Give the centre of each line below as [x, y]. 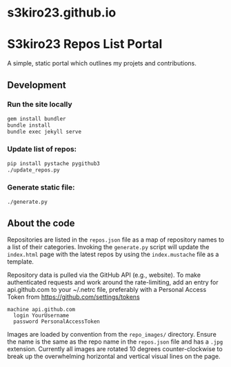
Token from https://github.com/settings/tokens [73, 297]
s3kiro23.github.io [62, 13]
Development [37, 85]
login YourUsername [41, 316]
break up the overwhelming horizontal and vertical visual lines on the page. [114, 357]
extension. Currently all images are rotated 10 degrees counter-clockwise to [115, 349]
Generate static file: [41, 187]
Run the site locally [40, 105]
